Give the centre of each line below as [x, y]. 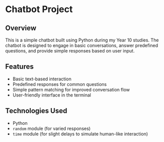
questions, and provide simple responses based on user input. [70, 51]
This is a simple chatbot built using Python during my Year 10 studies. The [82, 40]
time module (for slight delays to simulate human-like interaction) [80, 134]
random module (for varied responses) [51, 128]
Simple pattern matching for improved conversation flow [71, 89]
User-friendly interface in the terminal [52, 95]
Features [19, 67]
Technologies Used [36, 111]
